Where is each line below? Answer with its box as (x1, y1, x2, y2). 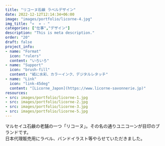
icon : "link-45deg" (9, 81, 50, 86)
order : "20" (5, 35, 30, 40)
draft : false (5, 40, 32, 45)
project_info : (5, 44, 35, 49)
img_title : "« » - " (5, 21, 50, 26)
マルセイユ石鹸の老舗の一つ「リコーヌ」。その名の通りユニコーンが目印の (5, 123, 156, 129)
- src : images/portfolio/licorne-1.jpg (5, 95, 88, 100)
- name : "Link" (5, 76, 37, 81)
